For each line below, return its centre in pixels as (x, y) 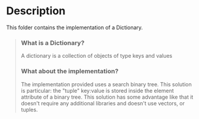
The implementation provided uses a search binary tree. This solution (106, 84)
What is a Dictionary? (53, 43)
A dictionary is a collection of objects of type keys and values (97, 56)
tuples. (29, 109)
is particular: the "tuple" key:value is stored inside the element (97, 90)
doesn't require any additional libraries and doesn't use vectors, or (103, 103)
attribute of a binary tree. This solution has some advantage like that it (107, 97)
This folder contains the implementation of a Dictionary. (75, 27)
